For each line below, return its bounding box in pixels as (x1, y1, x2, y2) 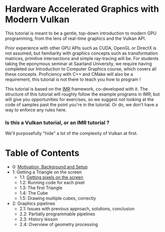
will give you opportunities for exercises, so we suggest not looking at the (5, 96, 154, 102)
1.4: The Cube (19, 190, 48, 196)
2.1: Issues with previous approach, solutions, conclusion (19, 206, 135, 212)
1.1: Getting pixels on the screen (19, 174, 83, 180)
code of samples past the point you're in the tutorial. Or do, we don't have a (5, 101, 158, 107)
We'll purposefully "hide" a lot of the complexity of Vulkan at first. (5, 131, 138, 136)
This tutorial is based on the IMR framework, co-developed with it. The (5, 86, 148, 92)
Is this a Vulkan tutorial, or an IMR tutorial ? (5, 119, 110, 126)
